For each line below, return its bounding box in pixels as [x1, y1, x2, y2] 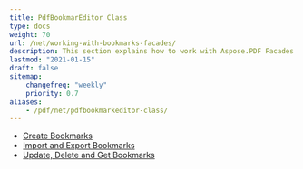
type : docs [9, 22, 51, 31]
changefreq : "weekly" [25, 80, 107, 89]
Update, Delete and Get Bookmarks [22, 150, 156, 161]
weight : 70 [9, 30, 51, 39]
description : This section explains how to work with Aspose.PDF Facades [9, 47, 295, 56]
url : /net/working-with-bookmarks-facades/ [9, 38, 177, 48]
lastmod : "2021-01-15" [9, 55, 95, 64]
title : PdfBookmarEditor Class [9, 13, 128, 23]
